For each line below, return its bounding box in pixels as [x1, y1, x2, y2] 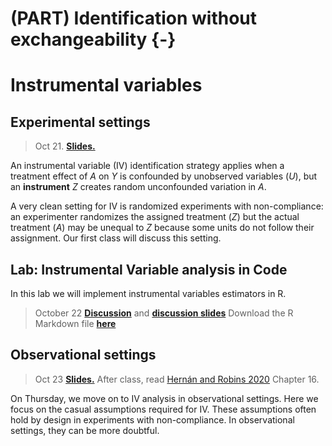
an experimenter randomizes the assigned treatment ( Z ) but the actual [10, 211, 300, 223]
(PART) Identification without [10, 7, 258, 30]
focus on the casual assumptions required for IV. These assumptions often [10, 403, 317, 415]
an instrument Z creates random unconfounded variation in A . [10, 181, 267, 193]
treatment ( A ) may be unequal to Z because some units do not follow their [10, 222, 315, 234]
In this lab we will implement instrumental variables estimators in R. [10, 288, 287, 299]
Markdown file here [34, 318, 117, 329]
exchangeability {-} [10, 28, 177, 51]
